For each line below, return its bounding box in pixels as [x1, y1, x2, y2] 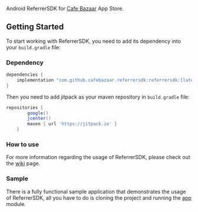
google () [27, 110, 49, 116]
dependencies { [6, 72, 44, 78]
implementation [16, 77, 54, 83]
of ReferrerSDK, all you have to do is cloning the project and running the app [6, 194, 192, 201]
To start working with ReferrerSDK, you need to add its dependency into [6, 38, 181, 45]
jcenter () [27, 116, 51, 122]
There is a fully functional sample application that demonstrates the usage [6, 188, 186, 195]
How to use [6, 140, 39, 149]
